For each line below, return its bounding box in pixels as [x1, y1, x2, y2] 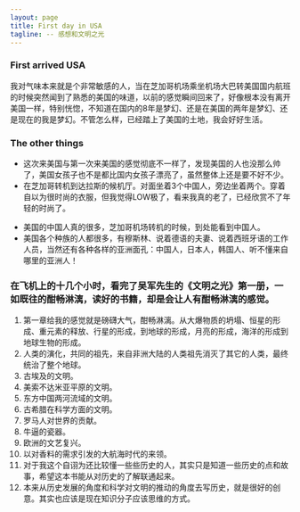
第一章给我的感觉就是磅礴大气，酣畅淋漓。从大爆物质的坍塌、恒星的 [22, 315, 273, 326]
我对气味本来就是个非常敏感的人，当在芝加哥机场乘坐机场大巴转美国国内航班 [10, 80, 291, 91]
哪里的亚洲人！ [22, 255, 78, 266]
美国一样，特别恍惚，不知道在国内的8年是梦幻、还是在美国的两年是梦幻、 [10, 103, 280, 113]
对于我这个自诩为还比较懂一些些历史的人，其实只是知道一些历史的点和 [22, 460, 281, 471]
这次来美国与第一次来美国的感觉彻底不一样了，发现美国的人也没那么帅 [22, 158, 281, 169]
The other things [10, 136, 84, 149]
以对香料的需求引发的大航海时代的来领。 [22, 449, 172, 459]
